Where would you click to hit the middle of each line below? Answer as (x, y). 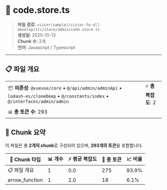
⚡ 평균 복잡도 (83, 159)
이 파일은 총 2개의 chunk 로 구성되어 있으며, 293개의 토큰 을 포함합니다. (74, 145)
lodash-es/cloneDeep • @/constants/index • (58, 96)
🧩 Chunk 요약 (25, 133)
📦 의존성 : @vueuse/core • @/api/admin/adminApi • (65, 88)
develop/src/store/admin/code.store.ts (59, 29)
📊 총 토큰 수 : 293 (28, 112)
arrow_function (25, 180)
